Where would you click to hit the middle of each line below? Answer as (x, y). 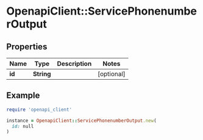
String (42, 74)
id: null (23, 126)
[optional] (112, 74)
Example (23, 96)
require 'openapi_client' (39, 110)
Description (74, 64)
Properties (27, 47)
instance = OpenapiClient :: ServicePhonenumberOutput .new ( (81, 121)
